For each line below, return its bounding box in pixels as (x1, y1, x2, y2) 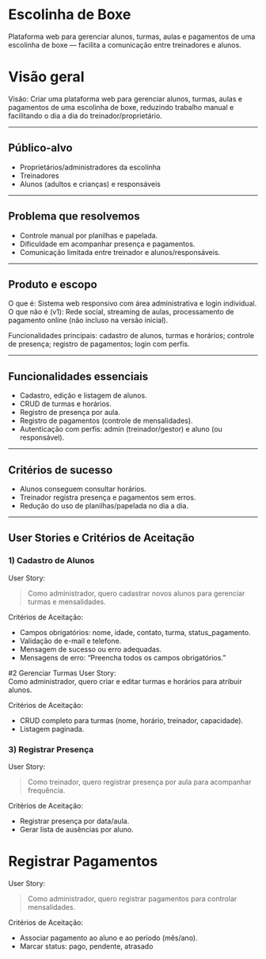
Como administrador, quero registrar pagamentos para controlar (27, 893, 237, 904)
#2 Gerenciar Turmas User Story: (8, 668, 116, 678)
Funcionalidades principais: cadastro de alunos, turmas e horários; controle (8, 331, 255, 341)
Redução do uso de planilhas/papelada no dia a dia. (19, 500, 188, 510)
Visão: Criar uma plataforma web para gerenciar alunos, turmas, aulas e (8, 93, 243, 104)
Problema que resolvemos (8, 210, 140, 223)
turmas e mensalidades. (27, 596, 107, 607)
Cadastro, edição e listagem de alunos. (19, 390, 148, 401)
